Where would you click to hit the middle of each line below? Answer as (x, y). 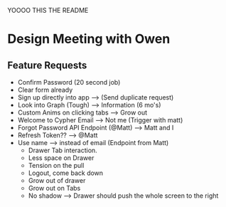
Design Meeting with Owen (89, 39)
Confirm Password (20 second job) (69, 82)
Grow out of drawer (57, 180)
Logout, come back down (66, 173)
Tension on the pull (56, 165)
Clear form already (45, 90)
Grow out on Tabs (54, 188)
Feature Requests (47, 65)
